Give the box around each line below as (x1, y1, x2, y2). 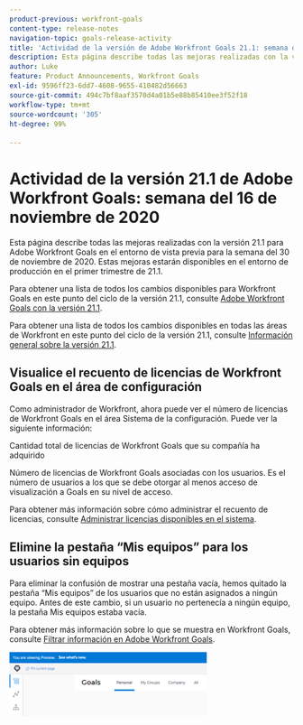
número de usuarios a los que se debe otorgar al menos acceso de (9, 477, 259, 488)
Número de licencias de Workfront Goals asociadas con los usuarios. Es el (9, 467, 286, 478)
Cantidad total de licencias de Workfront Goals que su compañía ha (9, 440, 261, 451)
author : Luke (9, 62, 59, 71)
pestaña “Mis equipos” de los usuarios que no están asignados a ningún (9, 587, 278, 598)
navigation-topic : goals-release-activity (9, 33, 171, 42)
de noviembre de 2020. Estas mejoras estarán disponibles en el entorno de (9, 256, 289, 267)
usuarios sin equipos (9, 553, 129, 569)
